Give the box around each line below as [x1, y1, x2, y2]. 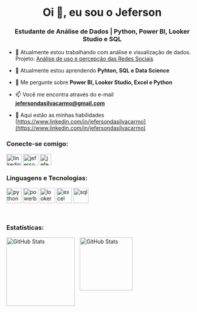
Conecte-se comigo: [6, 140, 69, 148]
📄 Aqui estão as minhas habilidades [15, 112, 105, 119]
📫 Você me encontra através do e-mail [15, 91, 114, 98]
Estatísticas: [6, 224, 44, 232]
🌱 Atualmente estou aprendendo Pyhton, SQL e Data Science [15, 67, 170, 74]
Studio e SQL [83, 35, 122, 43]
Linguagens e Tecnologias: [6, 174, 88, 182]
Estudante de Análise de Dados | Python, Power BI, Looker [14, 27, 190, 36]
